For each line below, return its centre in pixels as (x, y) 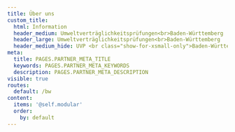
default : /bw (33, 91)
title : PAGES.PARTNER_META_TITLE (62, 59)
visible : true (28, 79)
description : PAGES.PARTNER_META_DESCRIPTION (81, 72)
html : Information (41, 27)
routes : (19, 85)
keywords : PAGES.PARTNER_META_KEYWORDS (72, 66)
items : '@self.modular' (48, 105)
